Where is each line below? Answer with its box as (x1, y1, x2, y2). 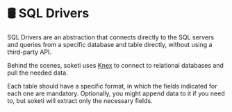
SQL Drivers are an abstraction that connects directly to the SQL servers (7, 32, 214, 41)
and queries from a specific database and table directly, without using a (7, 40, 213, 48)
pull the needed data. (7, 68, 68, 77)
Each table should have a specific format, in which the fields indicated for (7, 82, 217, 90)
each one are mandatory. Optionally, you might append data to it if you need (7, 89, 226, 97)
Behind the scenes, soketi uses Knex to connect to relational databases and (7, 61, 224, 69)
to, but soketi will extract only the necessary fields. (7, 96, 153, 104)
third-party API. (7, 48, 52, 56)
